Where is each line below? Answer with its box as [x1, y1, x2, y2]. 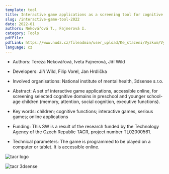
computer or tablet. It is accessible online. [12, 144, 100, 150]
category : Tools [5, 31, 39, 36]
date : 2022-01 [5, 21, 35, 27]
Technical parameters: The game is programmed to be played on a [12, 138, 151, 144]
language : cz [5, 45, 33, 50]
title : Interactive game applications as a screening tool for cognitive [5, 12, 163, 17]
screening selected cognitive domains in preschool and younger [12, 93, 146, 99]
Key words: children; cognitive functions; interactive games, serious [12, 108, 153, 114]
